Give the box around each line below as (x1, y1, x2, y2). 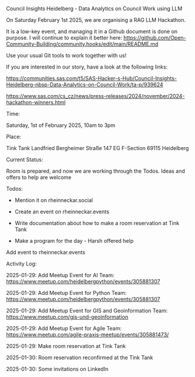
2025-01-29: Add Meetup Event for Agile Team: (6, 325, 122, 331)
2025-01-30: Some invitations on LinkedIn (6, 366, 109, 372)
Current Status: (6, 156, 43, 163)
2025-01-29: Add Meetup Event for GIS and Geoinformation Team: (6, 307, 168, 314)
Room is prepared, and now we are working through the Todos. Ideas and (6, 168, 185, 174)
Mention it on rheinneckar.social (14, 197, 93, 203)
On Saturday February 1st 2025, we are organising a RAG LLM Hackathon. (6, 17, 186, 23)
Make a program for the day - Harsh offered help (14, 238, 134, 244)
